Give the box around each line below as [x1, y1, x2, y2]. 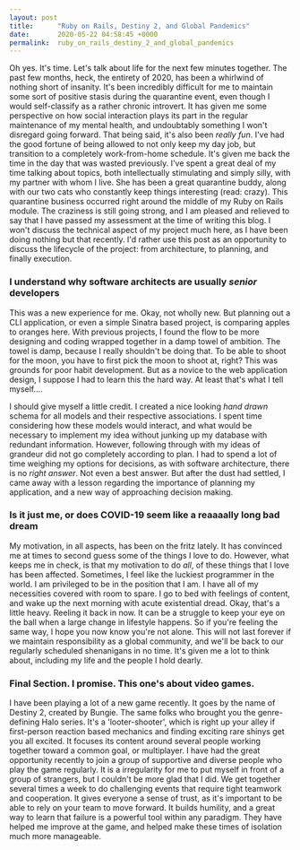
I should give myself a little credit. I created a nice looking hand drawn [9, 401, 269, 412]
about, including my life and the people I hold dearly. [9, 655, 203, 665]
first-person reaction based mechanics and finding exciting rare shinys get [9, 726, 285, 737]
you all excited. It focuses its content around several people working [9, 736, 261, 747]
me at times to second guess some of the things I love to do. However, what [9, 550, 289, 560]
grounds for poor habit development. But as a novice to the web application [9, 364, 288, 375]
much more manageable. [9, 831, 101, 842]
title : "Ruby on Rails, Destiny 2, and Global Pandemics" [9, 22, 251, 30]
